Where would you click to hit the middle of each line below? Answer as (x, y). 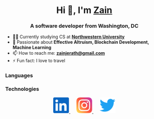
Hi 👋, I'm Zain (84, 10)
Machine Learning (32, 48)
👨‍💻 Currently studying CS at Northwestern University (68, 37)
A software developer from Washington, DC (84, 26)
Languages (19, 76)
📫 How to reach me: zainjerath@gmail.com (59, 53)
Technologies (22, 89)
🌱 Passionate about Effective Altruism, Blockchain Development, (81, 42)
